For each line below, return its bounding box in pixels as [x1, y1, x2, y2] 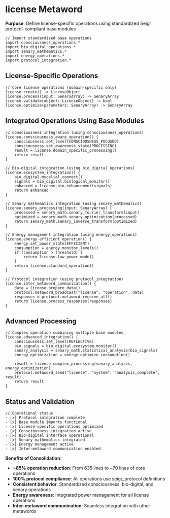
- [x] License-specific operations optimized [5, 424, 103, 429]
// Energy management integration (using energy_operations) [5, 232, 138, 237]
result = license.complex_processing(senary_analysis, [14, 361, 133, 366]
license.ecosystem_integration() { [5, 170, 81, 175]
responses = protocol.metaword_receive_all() [14, 294, 113, 299]
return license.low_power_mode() [23, 254, 94, 259]
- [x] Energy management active [5, 442, 74, 447]
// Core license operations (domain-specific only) [5, 85, 117, 90]
